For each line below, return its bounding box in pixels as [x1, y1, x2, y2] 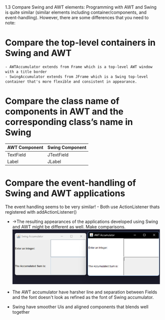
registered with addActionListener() [5, 209, 77, 215]
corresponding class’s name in [5, 117, 133, 128]
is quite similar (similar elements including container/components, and [5, 9, 147, 15]
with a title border [5, 69, 48, 74]
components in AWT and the [5, 106, 124, 117]
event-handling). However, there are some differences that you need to [5, 15, 149, 20]
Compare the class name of [5, 96, 119, 107]
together [12, 309, 30, 315]
